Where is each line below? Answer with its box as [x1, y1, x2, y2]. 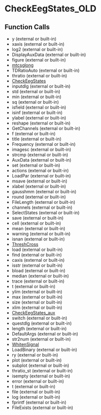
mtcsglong [11, 62, 34, 68]
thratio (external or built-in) [11, 73, 67, 78]
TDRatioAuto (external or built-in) [11, 67, 80, 73]
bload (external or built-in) [11, 268, 65, 273]
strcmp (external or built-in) [11, 152, 68, 158]
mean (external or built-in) [11, 226, 65, 231]
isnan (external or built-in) [11, 236, 65, 242]
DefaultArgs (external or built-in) [11, 331, 79, 337]
